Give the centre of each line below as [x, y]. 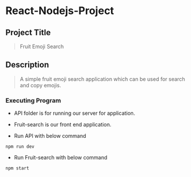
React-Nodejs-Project [60, 11]
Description [27, 65]
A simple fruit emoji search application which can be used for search [102, 79]
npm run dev [20, 147]
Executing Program [33, 100]
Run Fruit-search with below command [60, 158]
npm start [18, 168]
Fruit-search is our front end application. [62, 125]
